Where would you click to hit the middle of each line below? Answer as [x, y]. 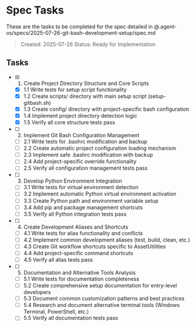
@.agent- [165, 27]
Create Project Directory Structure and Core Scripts [86, 83]
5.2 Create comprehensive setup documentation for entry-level [100, 286]
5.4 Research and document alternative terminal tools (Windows [102, 305]
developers [37, 292]
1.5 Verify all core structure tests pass [69, 122]
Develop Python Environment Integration [73, 181]
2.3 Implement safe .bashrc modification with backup [88, 155]
